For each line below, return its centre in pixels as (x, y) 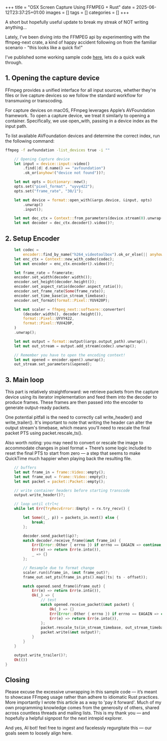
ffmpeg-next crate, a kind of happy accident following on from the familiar (81, 42)
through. (14, 62)
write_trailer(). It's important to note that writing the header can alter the (79, 422)
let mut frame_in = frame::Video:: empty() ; (60, 472)
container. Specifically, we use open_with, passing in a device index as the (82, 121)
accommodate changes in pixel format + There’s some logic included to (79, 448)
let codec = (26, 250)
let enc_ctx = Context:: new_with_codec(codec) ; (64, 259)
